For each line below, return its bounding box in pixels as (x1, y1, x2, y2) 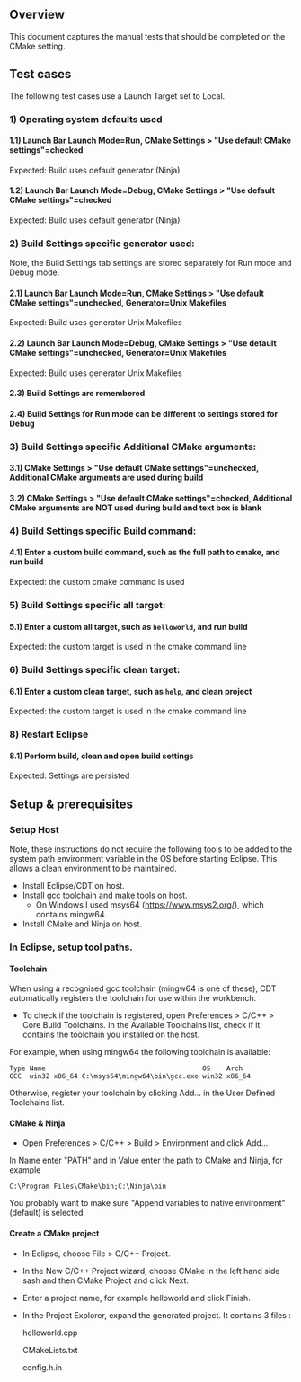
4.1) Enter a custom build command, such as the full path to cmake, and (9, 547, 280, 558)
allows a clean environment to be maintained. (9, 863, 177, 874)
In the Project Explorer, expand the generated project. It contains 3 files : (22, 1309, 292, 1320)
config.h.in (22, 1361, 63, 1373)
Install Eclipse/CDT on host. (22, 881, 125, 891)
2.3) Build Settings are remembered (9, 388, 146, 399)
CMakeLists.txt (22, 1344, 78, 1355)
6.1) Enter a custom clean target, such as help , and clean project (9, 686, 252, 696)
